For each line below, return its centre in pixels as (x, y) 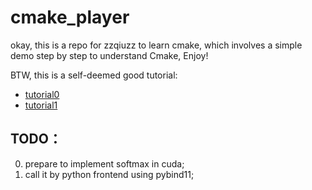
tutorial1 (41, 105)
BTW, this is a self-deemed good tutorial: (94, 75)
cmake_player (70, 17)
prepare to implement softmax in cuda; (104, 163)
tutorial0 (42, 94)
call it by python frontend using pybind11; (109, 174)
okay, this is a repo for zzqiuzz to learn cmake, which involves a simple (156, 45)
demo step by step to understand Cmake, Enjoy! (109, 55)
